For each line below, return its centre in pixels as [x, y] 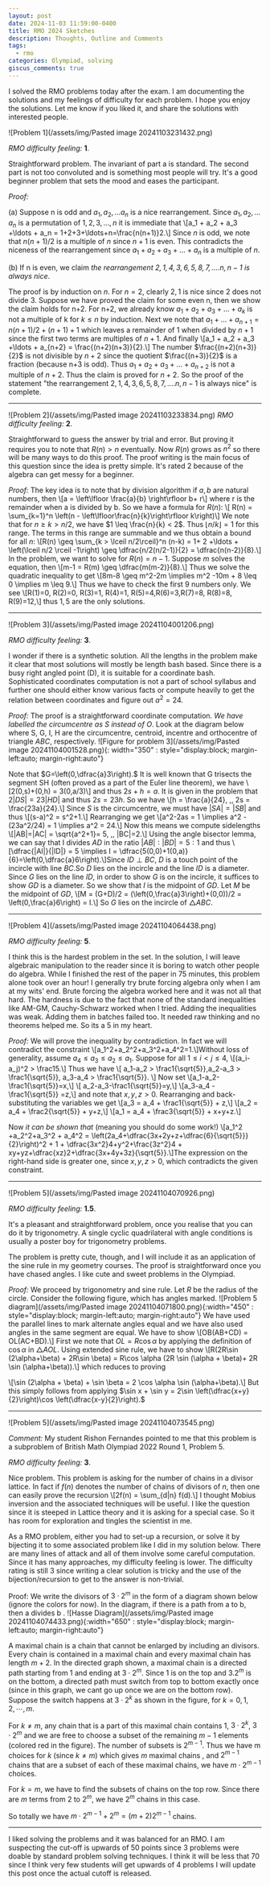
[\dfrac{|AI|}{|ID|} [37, 851]
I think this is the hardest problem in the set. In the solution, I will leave [125, 956]
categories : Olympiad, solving [61, 61]
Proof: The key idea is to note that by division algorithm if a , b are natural [129, 490]
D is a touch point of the [198, 860]
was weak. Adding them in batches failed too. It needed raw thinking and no [134, 1017]
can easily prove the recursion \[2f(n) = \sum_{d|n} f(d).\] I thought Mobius [132, 1494]
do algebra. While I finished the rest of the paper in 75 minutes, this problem [134, 974]
